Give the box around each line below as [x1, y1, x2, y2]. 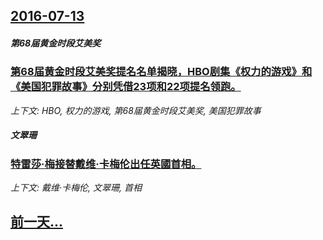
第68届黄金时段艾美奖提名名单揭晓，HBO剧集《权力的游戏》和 [10, 65, 313, 79]
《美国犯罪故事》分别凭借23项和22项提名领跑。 [10, 80, 242, 94]
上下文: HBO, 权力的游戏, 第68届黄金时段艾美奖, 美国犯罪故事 [10, 104, 262, 116]
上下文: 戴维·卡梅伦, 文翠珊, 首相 [10, 182, 142, 194]
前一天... [10, 214, 64, 231]
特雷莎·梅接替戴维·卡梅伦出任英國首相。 [10, 157, 202, 171]
